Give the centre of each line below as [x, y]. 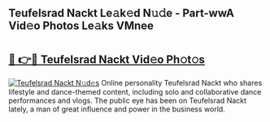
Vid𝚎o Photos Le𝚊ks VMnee [81, 26]
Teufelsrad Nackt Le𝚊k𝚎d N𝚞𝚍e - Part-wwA [121, 13]
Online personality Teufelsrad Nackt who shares [182, 83]
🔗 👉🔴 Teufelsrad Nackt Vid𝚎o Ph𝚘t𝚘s [107, 59]
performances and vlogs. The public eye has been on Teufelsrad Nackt [127, 101]
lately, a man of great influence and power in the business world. [117, 109]
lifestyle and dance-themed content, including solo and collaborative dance [135, 92]
